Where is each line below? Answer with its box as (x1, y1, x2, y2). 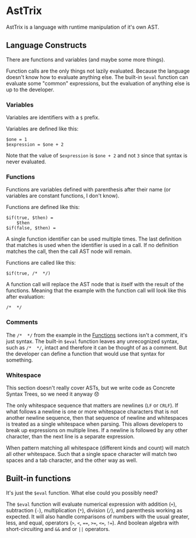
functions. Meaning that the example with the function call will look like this (6, 287, 187, 294)
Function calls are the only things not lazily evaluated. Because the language (6, 67, 190, 74)
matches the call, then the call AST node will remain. (6, 248, 132, 255)
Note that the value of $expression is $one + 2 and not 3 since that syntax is (6, 152, 188, 159)
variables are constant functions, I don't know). (6, 192, 120, 200)
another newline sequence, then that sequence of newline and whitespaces (6, 414, 188, 421)
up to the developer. (6, 86, 54, 93)
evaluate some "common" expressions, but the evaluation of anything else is (6, 80, 190, 87)
